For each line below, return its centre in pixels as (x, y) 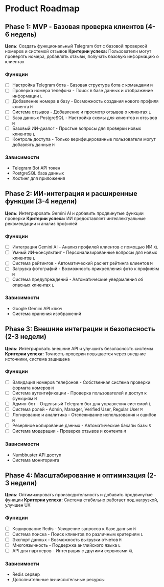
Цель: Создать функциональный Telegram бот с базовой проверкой (76, 46)
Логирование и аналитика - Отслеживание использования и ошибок (84, 415)
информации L (27, 96)
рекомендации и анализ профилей (41, 223)
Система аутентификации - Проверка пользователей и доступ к (79, 393)
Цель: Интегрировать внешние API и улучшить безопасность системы (79, 348)
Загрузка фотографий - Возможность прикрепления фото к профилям (85, 269)
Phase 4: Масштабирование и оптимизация (75, 475)
